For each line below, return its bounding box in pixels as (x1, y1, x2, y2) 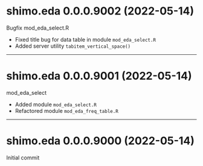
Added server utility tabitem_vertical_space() (14, 42, 131, 49)
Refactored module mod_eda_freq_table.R (14, 107, 119, 114)
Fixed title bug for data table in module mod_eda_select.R (14, 36, 156, 43)
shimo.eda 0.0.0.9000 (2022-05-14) (6, 134, 195, 148)
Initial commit (6, 154, 40, 161)
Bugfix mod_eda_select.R (6, 24, 69, 31)
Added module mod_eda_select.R (14, 101, 97, 108)
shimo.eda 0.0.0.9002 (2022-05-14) (6, 4, 195, 18)
